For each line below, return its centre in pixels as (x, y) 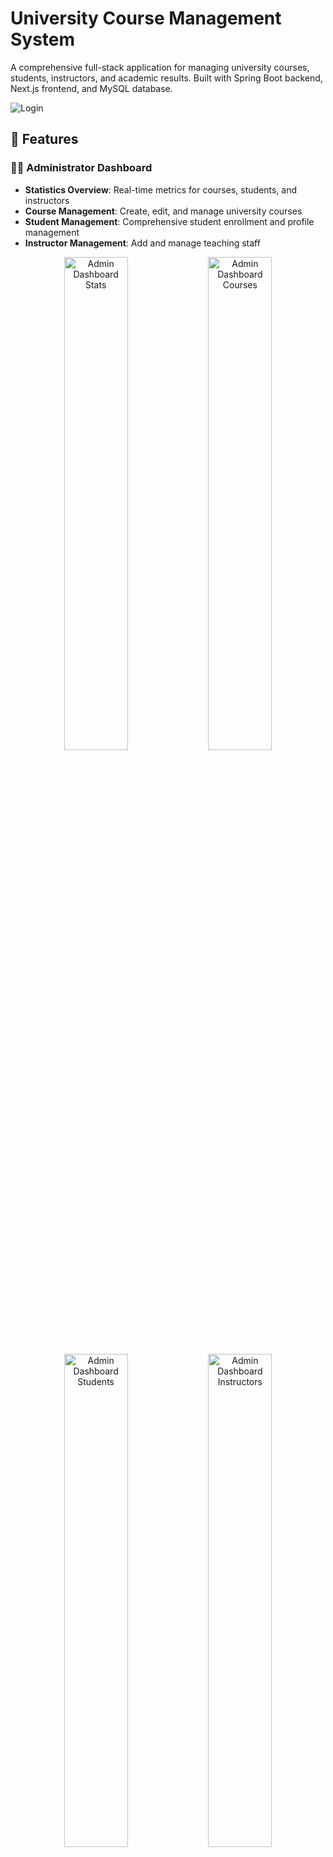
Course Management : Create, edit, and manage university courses (163, 211)
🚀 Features (44, 139)
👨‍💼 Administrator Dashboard (81, 168)
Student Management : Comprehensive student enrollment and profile (169, 221)
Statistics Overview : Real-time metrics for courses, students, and (161, 189)
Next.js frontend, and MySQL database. (91, 88)
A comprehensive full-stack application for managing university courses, (160, 67)
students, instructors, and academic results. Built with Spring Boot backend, (166, 78)
